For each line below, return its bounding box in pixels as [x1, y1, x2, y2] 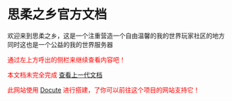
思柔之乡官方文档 [7, 6, 108, 23]
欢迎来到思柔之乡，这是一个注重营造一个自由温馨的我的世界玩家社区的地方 [7, 31, 225, 40]
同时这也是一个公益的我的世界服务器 [7, 40, 114, 48]
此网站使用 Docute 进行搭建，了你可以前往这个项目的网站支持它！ [7, 85, 200, 94]
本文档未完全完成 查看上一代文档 [7, 70, 103, 79]
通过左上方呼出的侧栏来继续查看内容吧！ [7, 55, 126, 64]
